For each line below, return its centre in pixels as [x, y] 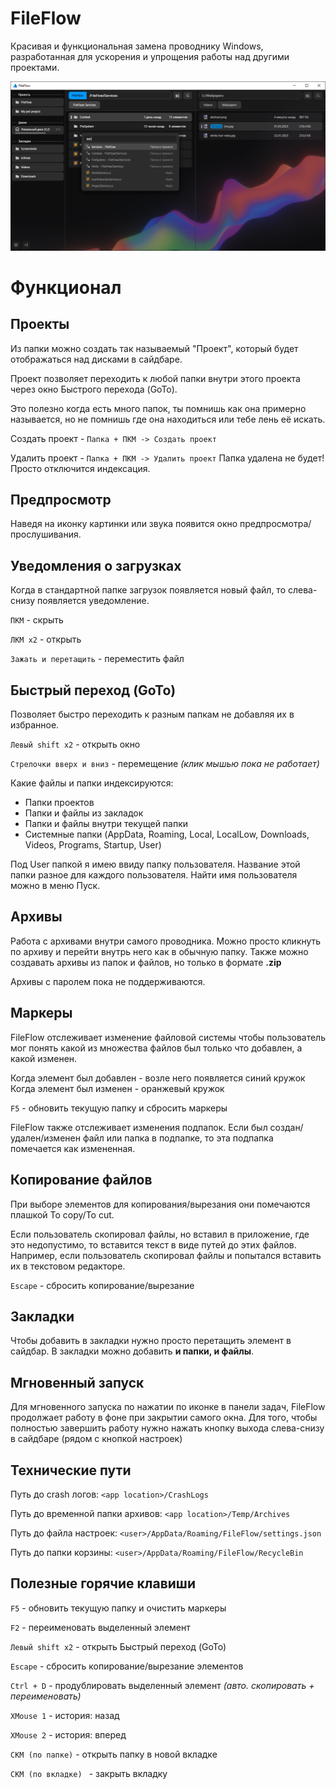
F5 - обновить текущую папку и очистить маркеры [118, 1608]
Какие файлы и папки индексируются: [92, 783]
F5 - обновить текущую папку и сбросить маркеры [119, 1108]
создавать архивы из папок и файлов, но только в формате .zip [146, 962]
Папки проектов [59, 803]
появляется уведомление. [93, 601]
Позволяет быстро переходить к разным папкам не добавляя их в [152, 714]
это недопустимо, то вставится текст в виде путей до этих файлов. [153, 1244]
